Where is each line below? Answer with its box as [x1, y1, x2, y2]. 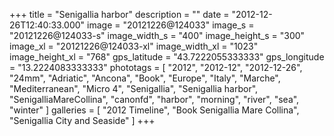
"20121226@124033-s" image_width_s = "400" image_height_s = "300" [9, 30, 306, 41]
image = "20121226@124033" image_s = [87, 19, 255, 31]
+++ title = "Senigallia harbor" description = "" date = [9, 9, 230, 20]
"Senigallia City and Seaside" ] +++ [9, 115, 156, 126]
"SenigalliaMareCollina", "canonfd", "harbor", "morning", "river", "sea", [9, 94, 300, 105]
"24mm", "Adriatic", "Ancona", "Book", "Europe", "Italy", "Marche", [9, 72, 281, 84]
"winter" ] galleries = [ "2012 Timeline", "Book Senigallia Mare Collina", [9, 104, 300, 116]
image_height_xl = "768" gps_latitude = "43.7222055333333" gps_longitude [9, 51, 325, 63]
